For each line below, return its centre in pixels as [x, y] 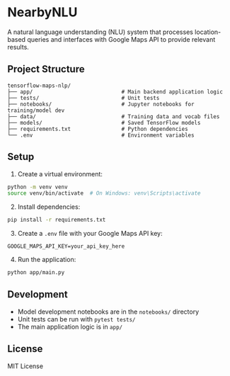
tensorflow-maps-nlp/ [39, 86]
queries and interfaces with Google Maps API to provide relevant [121, 39]
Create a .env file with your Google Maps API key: [90, 234]
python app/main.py [36, 273]
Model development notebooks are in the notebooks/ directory [108, 312]
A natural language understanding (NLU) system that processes [100, 32]
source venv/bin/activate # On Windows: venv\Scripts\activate [104, 193]
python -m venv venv [38, 187]
